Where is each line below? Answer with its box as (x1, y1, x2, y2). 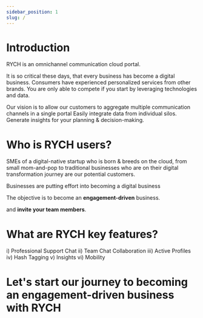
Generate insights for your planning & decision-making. (6, 117, 144, 124)
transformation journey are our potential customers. (6, 171, 135, 178)
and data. (6, 92, 30, 99)
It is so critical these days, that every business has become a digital (6, 72, 175, 79)
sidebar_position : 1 (6, 8, 59, 15)
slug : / (6, 15, 26, 21)
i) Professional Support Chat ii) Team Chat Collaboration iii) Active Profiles (6, 247, 191, 255)
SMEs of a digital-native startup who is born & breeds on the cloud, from (6, 158, 187, 165)
